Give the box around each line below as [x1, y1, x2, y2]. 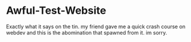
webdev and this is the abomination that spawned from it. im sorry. [6, 29, 168, 36]
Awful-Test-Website [6, 4, 107, 17]
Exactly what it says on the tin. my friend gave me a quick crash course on [6, 23, 186, 30]
